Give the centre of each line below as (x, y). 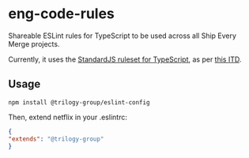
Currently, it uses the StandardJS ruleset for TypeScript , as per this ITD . (125, 59)
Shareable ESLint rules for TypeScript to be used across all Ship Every (123, 36)
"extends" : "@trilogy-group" (56, 139)
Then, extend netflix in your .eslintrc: (68, 117)
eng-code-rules (61, 14)
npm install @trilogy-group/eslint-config (79, 102)
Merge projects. (34, 43)
